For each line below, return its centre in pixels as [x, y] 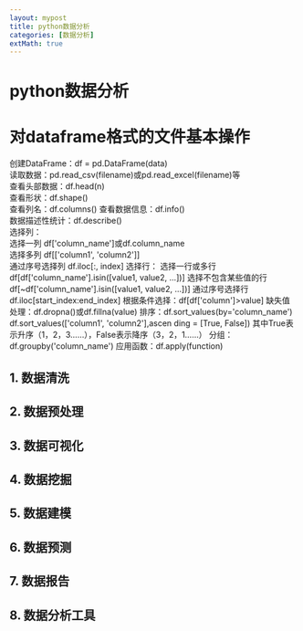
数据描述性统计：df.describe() [66, 221]
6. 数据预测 [41, 547]
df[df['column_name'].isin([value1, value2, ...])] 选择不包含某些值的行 [138, 278]
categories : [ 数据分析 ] [52, 35]
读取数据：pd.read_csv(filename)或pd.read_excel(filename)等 [125, 175]
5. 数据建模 [40, 514]
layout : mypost [38, 18]
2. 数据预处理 [47, 412]
